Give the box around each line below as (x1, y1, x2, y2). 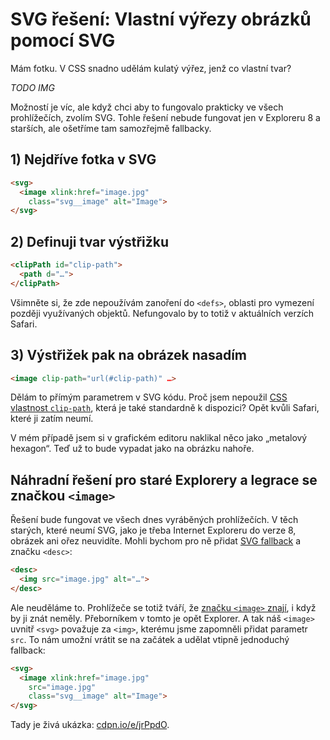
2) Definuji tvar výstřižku (10, 233, 170, 250)
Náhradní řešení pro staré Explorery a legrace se (10, 471, 318, 488)
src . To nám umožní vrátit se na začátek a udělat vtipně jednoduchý (10, 633, 290, 645)
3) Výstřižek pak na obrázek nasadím (10, 347, 248, 364)
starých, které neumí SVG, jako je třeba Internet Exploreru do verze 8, (10, 524, 297, 537)
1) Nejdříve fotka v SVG (10, 151, 157, 168)
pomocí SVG (10, 29, 116, 52)
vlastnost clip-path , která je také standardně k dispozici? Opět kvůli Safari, (10, 402, 320, 414)
